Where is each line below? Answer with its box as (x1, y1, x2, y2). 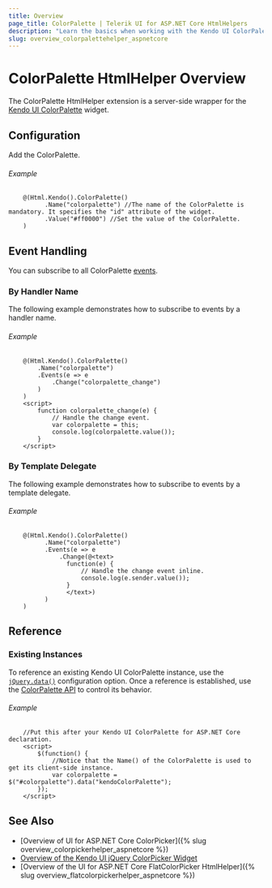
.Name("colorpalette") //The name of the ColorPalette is (44, 200, 244, 209)
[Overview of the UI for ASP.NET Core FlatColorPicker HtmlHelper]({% (19, 861, 256, 871)
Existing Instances (8, 649, 83, 660)
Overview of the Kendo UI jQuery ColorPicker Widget (19, 853, 198, 863)
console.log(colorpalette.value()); (51, 428, 176, 436)
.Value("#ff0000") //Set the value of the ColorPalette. (44, 215, 241, 223)
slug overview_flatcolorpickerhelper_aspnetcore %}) (19, 870, 196, 880)
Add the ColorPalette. (8, 150, 81, 159)
